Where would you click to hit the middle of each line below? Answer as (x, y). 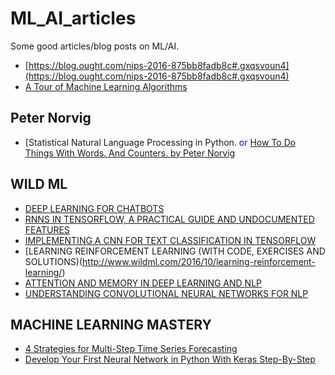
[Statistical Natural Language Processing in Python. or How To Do (160, 142)
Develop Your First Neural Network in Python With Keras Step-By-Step (170, 359)
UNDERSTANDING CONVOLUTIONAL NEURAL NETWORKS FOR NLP (166, 293)
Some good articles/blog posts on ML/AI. (95, 46)
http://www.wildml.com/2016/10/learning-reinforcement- (199, 261)
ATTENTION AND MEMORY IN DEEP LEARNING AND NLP (143, 283)
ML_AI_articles (73, 18)
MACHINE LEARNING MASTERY (111, 324)
